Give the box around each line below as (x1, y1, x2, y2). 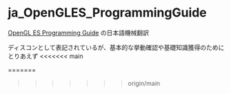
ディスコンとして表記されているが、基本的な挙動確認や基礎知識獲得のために (8, 43, 225, 51)
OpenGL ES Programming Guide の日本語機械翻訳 (8, 28, 149, 37)
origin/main (128, 79, 161, 87)
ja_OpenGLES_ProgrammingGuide (8, 5, 208, 21)
